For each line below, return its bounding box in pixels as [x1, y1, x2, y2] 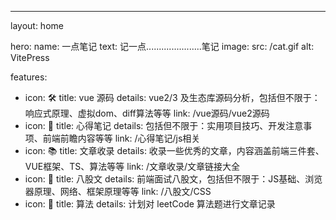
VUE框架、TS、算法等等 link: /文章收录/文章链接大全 [24, 161, 241, 172]
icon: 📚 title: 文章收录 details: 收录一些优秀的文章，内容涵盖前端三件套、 [24, 145, 325, 156]
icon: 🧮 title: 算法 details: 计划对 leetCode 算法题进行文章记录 [24, 198, 276, 210]
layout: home [10, 20, 64, 31]
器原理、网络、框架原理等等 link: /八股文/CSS [24, 186, 212, 197]
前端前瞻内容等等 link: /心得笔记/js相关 [42, 132, 201, 144]
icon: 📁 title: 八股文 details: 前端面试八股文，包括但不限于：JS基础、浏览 [24, 173, 323, 185]
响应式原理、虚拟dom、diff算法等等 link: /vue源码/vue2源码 [24, 107, 270, 119]
